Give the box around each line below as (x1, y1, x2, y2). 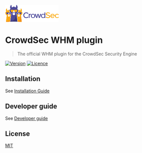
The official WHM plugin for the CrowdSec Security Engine (17, 51, 138, 57)
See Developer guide (5, 115, 48, 121)
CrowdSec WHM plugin (5, 35, 103, 46)
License (5, 129, 30, 138)
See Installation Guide (5, 88, 50, 94)
